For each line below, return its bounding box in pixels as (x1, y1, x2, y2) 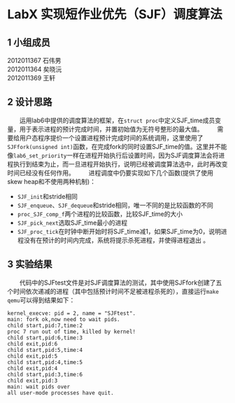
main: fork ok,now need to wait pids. (7, 316, 120, 323)
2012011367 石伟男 (7, 57, 62, 64)
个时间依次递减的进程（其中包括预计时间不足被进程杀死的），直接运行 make (7, 287, 219, 295)
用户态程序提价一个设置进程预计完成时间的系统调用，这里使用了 (19, 134, 204, 142)
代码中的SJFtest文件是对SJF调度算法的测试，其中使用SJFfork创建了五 (19, 278, 222, 287)
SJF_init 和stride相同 (17, 192, 78, 200)
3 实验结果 (7, 258, 52, 270)
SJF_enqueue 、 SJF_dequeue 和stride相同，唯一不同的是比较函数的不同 (17, 201, 213, 209)
